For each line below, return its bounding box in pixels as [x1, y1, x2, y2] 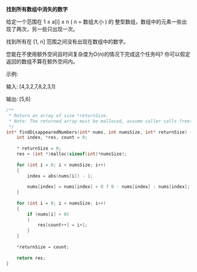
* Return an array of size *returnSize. [8, 112, 109, 118]
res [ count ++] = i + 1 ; [37, 222, 88, 228]
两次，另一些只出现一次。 [16, 26, 78, 32]
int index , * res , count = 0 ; [16, 135, 88, 141]
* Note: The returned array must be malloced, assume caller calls [8, 118, 177, 124]
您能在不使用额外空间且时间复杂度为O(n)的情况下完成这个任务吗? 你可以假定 [6, 51, 191, 58]
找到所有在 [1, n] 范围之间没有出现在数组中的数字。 [6, 38, 129, 45]
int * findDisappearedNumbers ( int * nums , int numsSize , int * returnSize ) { [6, 129, 193, 135]
